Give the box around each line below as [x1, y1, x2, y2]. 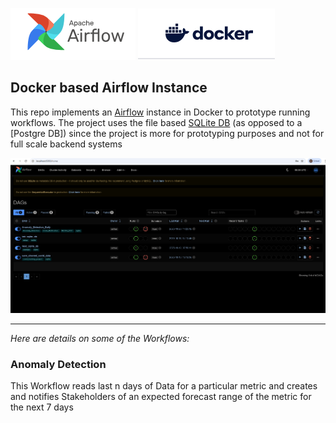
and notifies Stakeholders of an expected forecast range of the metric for [10, 390, 312, 402]
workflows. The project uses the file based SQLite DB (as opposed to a [10, 116, 303, 128]
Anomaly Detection [10, 357, 107, 371]
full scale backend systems [10, 138, 123, 150]
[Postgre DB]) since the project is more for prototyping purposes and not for [10, 127, 325, 139]
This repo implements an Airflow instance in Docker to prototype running [10, 106, 311, 118]
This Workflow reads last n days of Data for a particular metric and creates [10, 379, 318, 392]
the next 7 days [10, 401, 74, 413]
